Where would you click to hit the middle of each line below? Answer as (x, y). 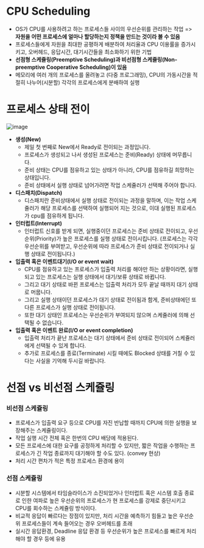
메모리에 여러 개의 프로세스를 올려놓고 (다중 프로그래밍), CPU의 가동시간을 (103, 75)
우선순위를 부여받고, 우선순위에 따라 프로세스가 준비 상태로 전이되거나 (106, 246)
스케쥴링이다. (52, 430)
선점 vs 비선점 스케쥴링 (61, 388)
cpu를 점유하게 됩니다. (58, 216)
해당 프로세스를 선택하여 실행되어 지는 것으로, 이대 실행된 (108, 208)
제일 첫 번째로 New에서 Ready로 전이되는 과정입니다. (87, 147)
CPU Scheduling (48, 11)
